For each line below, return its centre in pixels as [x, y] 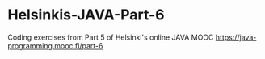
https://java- [236, 37]
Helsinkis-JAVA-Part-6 [86, 15]
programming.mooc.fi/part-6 [55, 45]
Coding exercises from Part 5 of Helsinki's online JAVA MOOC [111, 37]
